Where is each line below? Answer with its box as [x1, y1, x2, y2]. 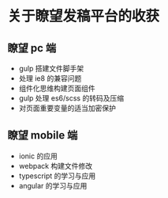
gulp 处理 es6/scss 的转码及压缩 [18, 93, 124, 103]
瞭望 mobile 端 [7, 128, 78, 143]
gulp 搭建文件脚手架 [18, 64, 84, 73]
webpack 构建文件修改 [18, 161, 92, 170]
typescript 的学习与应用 [18, 171, 96, 181]
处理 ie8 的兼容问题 [18, 74, 82, 83]
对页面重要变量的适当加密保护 [18, 104, 116, 112]
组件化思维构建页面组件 [18, 84, 95, 93]
